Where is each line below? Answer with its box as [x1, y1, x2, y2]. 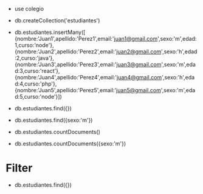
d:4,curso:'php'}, [14, 80, 57, 87]
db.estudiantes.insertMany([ [14, 28, 86, 36]
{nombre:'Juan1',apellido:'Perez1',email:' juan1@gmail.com [14, 35, 158, 42]
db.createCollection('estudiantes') [14, 17, 100, 24]
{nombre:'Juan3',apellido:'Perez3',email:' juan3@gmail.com [14, 61, 162, 68]
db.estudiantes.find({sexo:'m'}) [14, 116, 93, 124]
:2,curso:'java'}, [14, 55, 54, 61]
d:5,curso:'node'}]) [14, 93, 62, 100]
